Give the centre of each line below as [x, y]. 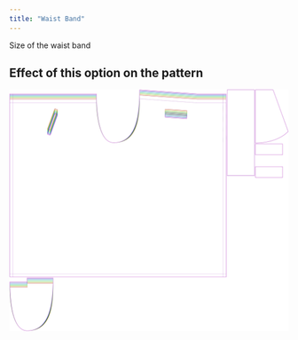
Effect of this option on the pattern [106, 73]
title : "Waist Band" [47, 19]
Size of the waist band [50, 45]
